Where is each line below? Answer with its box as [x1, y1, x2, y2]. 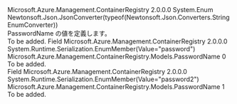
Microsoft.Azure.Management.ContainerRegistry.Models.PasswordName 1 [7, 83, 225, 90]
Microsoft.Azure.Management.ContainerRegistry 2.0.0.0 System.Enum [7, 6, 214, 14]
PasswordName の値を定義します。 [7, 29, 112, 37]
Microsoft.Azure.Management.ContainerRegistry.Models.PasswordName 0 [7, 52, 226, 61]
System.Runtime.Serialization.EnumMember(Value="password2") [7, 75, 199, 83]
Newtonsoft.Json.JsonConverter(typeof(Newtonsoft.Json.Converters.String [7, 13, 230, 21]
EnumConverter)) [7, 21, 58, 29]
